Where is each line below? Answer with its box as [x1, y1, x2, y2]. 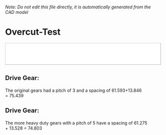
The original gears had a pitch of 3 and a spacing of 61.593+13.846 [5, 87, 142, 93]
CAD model [5, 9, 29, 15]
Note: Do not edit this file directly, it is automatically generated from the [5, 4, 151, 10]
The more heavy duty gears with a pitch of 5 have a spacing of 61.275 [5, 120, 147, 126]
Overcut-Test [5, 26, 61, 37]
